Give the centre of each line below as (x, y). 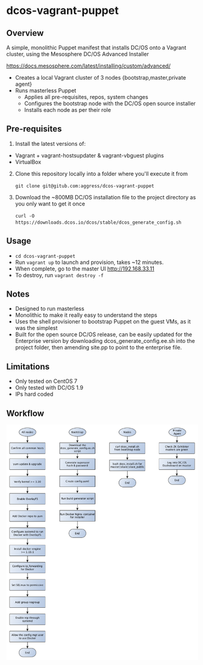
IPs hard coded (34, 394)
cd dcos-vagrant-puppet (45, 256)
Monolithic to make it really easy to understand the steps (86, 315)
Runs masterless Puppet (46, 91)
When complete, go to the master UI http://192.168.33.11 (85, 269)
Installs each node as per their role (67, 110)
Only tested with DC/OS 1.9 (49, 388)
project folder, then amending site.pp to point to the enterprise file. (98, 348)
